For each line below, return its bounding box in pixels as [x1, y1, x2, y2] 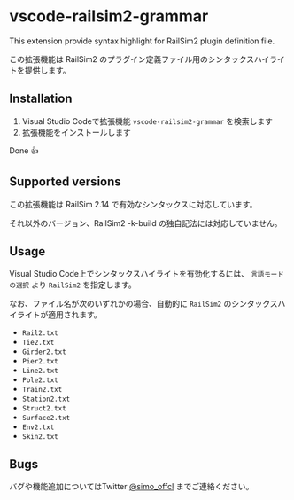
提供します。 [24, 65, 71, 75]
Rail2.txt [21, 329, 59, 338]
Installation [9, 91, 73, 106]
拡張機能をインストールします [21, 127, 131, 137]
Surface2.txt [21, 414, 71, 423]
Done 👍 [9, 145, 39, 156]
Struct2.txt [21, 404, 66, 413]
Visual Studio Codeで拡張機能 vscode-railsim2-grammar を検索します [21, 115, 273, 126]
